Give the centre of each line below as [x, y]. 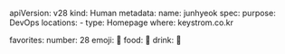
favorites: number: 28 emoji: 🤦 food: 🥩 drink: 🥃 [95, 40]
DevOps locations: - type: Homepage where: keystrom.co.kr [121, 22]
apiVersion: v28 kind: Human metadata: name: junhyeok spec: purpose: [142, 13]
